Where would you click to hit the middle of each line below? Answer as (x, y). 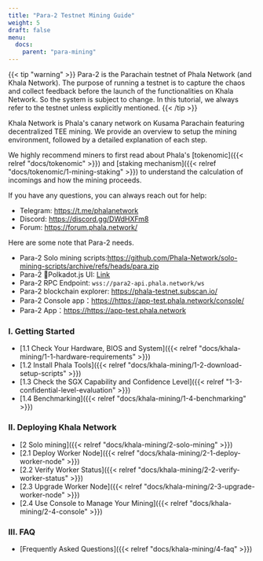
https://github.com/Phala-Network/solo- (172, 258)
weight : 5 (24, 23)
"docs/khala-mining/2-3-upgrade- (199, 486)
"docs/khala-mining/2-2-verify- (189, 470)
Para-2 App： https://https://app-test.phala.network (103, 310)
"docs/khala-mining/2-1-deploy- (188, 452)
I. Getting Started (42, 331)
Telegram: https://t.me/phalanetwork (79, 210)
